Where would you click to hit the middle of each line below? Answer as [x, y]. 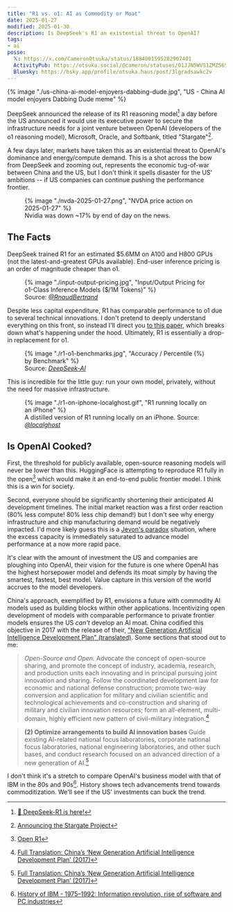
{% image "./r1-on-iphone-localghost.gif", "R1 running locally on [115, 402]
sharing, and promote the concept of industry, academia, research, [120, 666]
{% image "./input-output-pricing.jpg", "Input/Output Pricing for [115, 282]
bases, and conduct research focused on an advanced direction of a [122, 754]
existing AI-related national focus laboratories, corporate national [117, 739]
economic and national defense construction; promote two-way [115, 688]
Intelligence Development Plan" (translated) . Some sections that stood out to [116, 638]
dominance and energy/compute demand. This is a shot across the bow [110, 158]
